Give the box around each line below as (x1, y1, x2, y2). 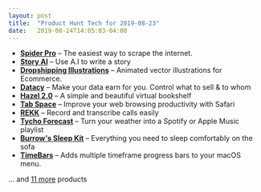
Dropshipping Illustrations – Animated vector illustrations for (19, 66, 222, 75)
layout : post (8, 11, 52, 20)
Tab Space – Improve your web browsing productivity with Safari (19, 99, 235, 109)
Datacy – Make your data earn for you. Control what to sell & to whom (19, 82, 251, 92)
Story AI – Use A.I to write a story (19, 57, 131, 66)
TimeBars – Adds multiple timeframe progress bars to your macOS (19, 150, 241, 160)
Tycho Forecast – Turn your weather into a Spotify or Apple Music (19, 117, 239, 126)
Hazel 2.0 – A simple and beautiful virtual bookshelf (19, 91, 192, 101)
